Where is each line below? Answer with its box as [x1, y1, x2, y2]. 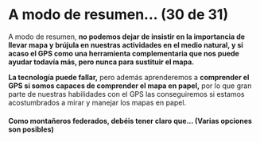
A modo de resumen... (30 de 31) [8, 6, 229, 24]
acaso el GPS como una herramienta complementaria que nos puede [8, 48, 240, 58]
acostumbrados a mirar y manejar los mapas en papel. [8, 98, 187, 107]
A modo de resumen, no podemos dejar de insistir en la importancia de [8, 32, 245, 41]
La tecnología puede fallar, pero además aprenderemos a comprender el [8, 72, 250, 82]
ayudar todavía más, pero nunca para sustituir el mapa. [8, 57, 195, 67]
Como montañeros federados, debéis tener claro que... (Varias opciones [8, 116, 253, 125]
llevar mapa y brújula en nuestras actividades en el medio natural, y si [8, 40, 244, 49]
